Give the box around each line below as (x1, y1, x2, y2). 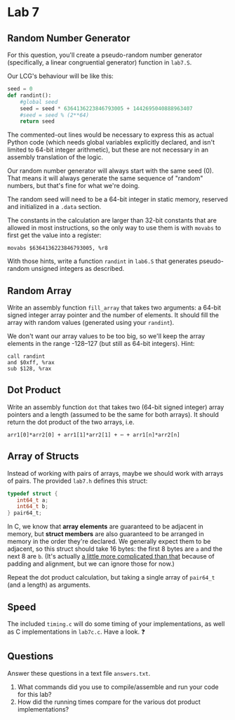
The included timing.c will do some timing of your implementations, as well (7, 620, 225, 628)
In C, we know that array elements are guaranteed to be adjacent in (7, 522, 203, 531)
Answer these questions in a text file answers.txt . (7, 669, 151, 677)
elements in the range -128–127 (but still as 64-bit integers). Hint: (7, 340, 195, 348)
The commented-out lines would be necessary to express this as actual (7, 131, 214, 139)
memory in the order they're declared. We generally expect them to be (7, 538, 211, 546)
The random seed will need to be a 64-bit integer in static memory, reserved (7, 195, 228, 204)
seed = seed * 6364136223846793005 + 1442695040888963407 (20, 105, 193, 112)
